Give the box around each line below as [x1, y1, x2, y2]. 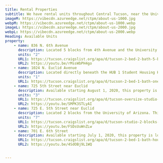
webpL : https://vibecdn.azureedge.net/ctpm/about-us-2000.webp [5, 30, 136, 34]
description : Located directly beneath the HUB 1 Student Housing [17, 70, 155, 75]
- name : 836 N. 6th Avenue [14, 43, 68, 48]
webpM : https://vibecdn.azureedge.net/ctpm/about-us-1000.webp [5, 20, 136, 26]
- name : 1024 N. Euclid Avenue [14, 66, 77, 71]
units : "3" [17, 92, 40, 97]
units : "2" [17, 52, 40, 57]
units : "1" [17, 74, 40, 79]
